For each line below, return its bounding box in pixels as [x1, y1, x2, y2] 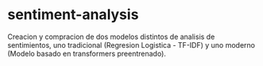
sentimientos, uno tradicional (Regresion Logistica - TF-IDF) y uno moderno [7, 40, 256, 49]
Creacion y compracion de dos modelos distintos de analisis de [7, 32, 215, 41]
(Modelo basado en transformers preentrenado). [7, 49, 166, 58]
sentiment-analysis [7, 6, 139, 24]
